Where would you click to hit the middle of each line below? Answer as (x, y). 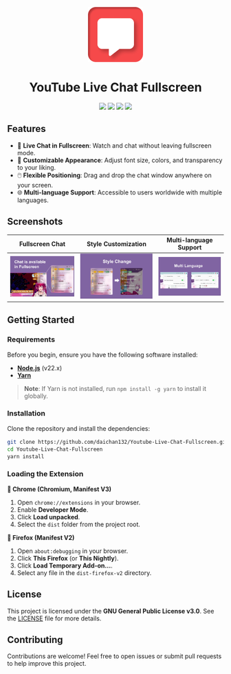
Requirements (31, 339)
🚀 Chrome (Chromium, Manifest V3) (59, 489)
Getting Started (41, 320)
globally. (36, 396)
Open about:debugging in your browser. (73, 551)
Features (26, 129)
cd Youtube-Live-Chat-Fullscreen (55, 449)
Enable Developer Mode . (53, 509)
